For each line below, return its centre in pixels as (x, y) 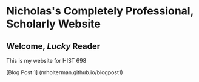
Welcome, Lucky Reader (53, 46)
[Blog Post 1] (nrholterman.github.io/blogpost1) (65, 72)
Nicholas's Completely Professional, (100, 11)
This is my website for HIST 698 (46, 61)
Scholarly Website (54, 24)
